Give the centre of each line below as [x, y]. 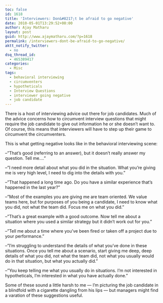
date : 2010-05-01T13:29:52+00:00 [39, 23]
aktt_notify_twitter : [27, 46]
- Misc [16, 68]
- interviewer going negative [40, 95]
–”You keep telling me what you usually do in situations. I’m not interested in [81, 270]
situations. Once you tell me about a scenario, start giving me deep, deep [78, 251]
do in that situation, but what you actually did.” [52, 261]
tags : [10, 73]
